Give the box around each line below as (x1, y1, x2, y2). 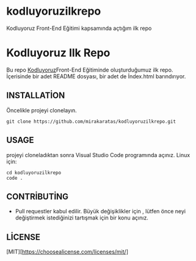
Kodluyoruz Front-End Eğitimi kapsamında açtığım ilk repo (6, 24, 152, 32)
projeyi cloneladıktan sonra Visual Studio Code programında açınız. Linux (6, 151, 191, 158)
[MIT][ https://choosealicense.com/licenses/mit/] (6, 248, 128, 255)
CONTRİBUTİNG (6, 191, 69, 202)
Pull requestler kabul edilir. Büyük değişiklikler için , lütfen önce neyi (15, 208, 186, 215)
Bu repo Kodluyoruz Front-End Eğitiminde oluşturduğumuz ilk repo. (6, 66, 173, 73)
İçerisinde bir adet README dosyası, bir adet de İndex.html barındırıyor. (6, 72, 186, 80)
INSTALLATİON (6, 90, 65, 101)
